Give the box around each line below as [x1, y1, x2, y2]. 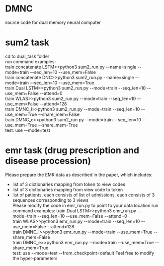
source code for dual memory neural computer [5, 19, 101, 25]
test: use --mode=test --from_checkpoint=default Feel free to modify [12, 250, 155, 256]
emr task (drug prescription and [5, 145, 140, 156]
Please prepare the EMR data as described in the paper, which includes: [5, 172, 153, 177]
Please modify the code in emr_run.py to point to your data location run [12, 202, 159, 208]
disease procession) [5, 155, 91, 167]
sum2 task [5, 37, 50, 48]
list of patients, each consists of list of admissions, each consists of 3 [12, 192, 155, 198]
